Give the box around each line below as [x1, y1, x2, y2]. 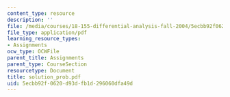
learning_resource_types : [7, 36, 81, 42]
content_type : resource [7, 10, 75, 17]
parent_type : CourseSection [7, 61, 88, 68]
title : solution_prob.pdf [7, 73, 81, 81]
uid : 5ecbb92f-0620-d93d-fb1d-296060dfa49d [7, 80, 133, 87]
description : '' [7, 16, 53, 23]
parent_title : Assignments [7, 55, 84, 61]
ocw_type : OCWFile [7, 48, 60, 55]
